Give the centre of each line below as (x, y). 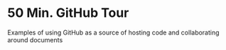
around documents (35, 39)
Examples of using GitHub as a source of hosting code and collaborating (113, 32)
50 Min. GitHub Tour (68, 13)
